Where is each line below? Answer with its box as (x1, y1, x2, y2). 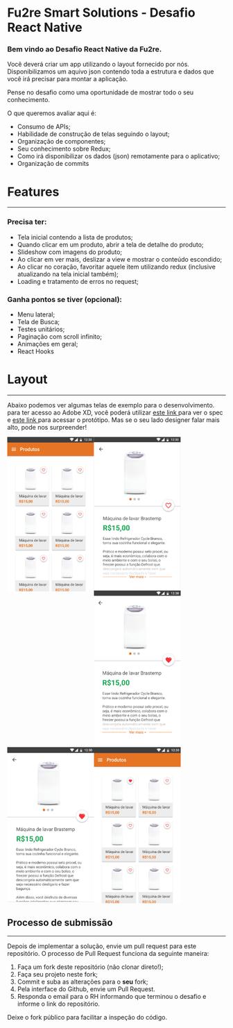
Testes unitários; (17, 325, 65, 334)
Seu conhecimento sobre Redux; (17, 144, 111, 153)
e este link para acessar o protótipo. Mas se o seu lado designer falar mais (7, 415, 220, 424)
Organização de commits (17, 160, 89, 168)
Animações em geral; (17, 340, 78, 348)
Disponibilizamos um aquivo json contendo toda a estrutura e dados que (7, 67, 214, 76)
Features (7, 184, 60, 199)
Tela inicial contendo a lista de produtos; (17, 233, 133, 241)
